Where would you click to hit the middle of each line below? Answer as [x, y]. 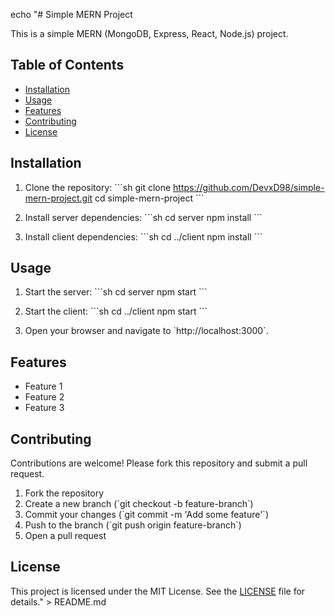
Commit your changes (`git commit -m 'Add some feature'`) [146, 515]
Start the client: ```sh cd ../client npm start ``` [116, 311]
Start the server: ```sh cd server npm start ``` [116, 292]
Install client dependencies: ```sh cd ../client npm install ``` [143, 236]
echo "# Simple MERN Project [71, 14]
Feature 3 [44, 408]
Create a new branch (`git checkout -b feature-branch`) [139, 504]
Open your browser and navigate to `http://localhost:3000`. [146, 331]
